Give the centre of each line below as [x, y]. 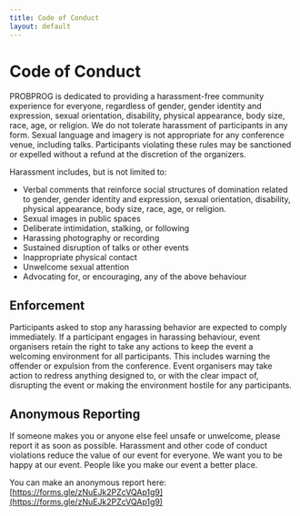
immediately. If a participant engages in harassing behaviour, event [135, 337]
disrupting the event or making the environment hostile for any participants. [151, 385]
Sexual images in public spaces [81, 218]
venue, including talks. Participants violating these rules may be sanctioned [150, 145]
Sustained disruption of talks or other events [105, 248]
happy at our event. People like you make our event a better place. [134, 465]
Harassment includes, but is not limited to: [88, 172]
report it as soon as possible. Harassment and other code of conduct [139, 446]
